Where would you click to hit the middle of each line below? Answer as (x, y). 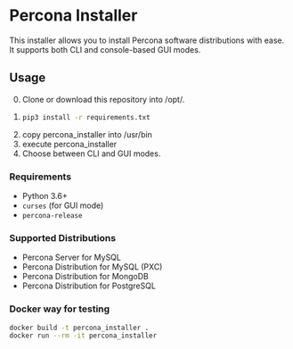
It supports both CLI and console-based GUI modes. (105, 49)
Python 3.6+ (45, 195)
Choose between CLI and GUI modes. (91, 154)
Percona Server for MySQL (72, 258)
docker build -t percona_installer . (79, 328)
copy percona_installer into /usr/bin (87, 134)
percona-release (52, 215)
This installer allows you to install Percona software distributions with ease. (147, 40)
